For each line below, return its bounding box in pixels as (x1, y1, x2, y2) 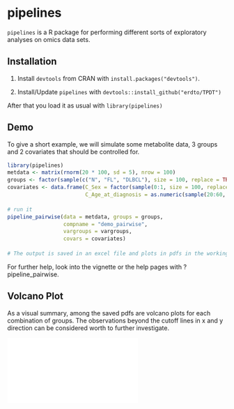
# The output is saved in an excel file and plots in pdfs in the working (7, 250, 229, 258)
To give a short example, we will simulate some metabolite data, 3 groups (7, 140, 218, 148)
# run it (7, 206, 33, 213)
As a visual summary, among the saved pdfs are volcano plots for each (7, 308, 211, 317)
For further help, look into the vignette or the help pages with (7, 262, 182, 271)
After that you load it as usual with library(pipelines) (7, 101, 163, 110)
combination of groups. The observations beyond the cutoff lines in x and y (7, 316, 224, 325)
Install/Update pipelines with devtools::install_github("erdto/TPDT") (17, 87, 221, 96)
